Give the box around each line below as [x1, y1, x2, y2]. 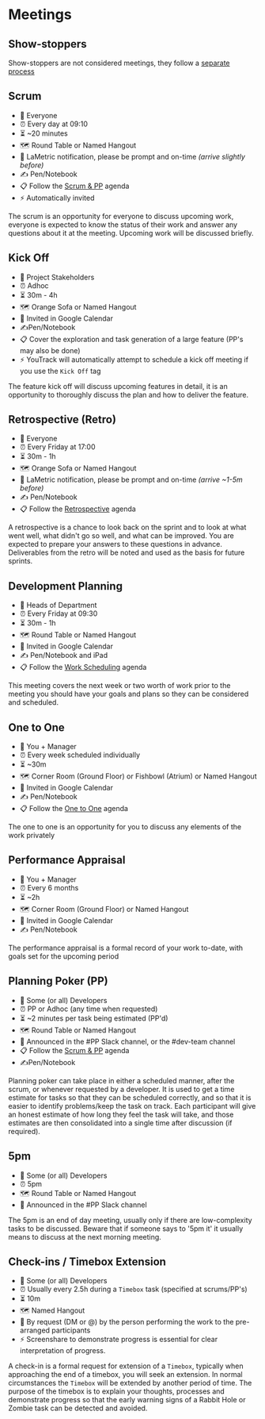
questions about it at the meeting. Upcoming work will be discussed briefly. [8, 228, 254, 237]
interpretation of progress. [19, 1346, 106, 1356]
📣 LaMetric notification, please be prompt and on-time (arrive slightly [19, 152, 245, 161]
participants [51, 1325, 91, 1335]
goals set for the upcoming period [8, 951, 119, 961]
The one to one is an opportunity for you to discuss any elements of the [8, 822, 242, 832]
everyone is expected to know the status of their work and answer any [8, 220, 238, 229]
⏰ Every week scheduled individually [19, 750, 141, 759]
